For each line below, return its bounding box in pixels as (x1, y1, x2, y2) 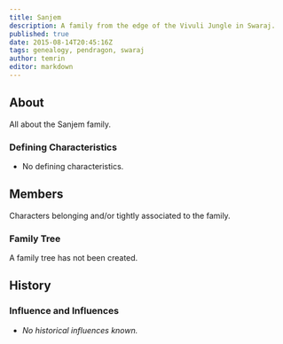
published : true (9, 29, 69, 38)
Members (9, 187, 64, 202)
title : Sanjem (9, 12, 62, 22)
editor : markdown (9, 63, 74, 72)
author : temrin (9, 54, 66, 63)
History (9, 278, 51, 293)
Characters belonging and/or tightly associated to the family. (9, 210, 231, 221)
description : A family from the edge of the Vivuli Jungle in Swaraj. (9, 21, 276, 30)
